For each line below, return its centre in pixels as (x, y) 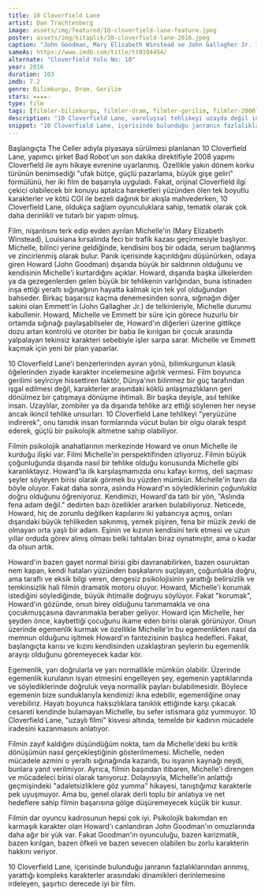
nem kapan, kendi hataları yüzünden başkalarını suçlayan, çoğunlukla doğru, (132, 570)
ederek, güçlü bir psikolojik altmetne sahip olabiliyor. (93, 431)
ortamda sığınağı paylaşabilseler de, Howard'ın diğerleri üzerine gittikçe (125, 323)
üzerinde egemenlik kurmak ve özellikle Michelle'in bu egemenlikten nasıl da (132, 629)
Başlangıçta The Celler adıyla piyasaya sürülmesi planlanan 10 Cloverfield (127, 148)
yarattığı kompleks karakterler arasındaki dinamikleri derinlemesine (117, 875)
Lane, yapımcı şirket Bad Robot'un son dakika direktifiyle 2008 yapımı (121, 156)
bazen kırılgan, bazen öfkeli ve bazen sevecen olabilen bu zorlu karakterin (129, 843)
